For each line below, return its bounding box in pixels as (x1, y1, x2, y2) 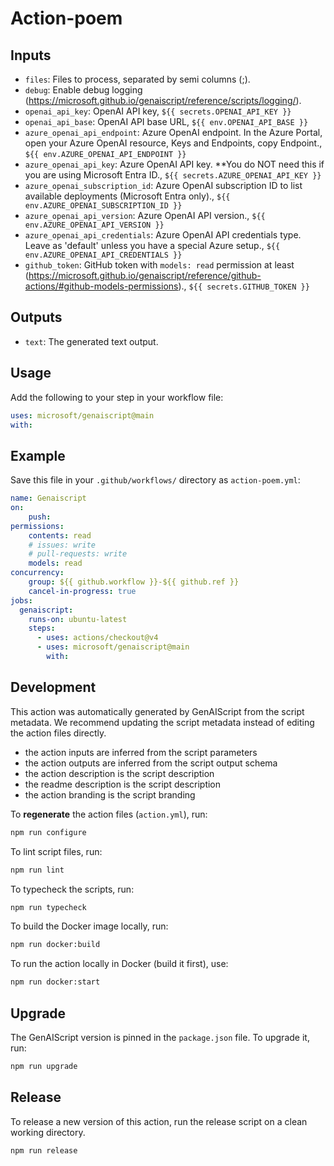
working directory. (10, 1126, 86, 1138)
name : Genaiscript (10, 493, 87, 504)
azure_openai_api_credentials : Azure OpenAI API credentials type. (24, 229, 302, 241)
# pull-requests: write (28, 549, 128, 559)
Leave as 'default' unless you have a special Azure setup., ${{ (24, 240, 281, 251)
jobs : (10, 595, 33, 606)
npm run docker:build (10, 940, 101, 950)
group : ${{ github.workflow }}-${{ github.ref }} (28, 577, 240, 587)
